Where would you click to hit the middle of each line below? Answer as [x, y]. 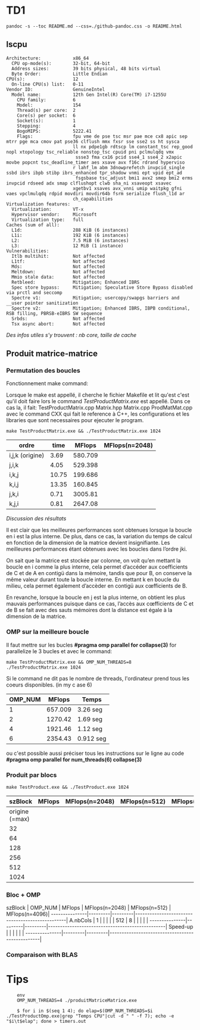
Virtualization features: [38, 204]
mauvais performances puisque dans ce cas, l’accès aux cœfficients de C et [100, 604]
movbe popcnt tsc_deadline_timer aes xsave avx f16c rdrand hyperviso [96, 162]
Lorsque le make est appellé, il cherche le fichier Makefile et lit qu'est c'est [98, 395]
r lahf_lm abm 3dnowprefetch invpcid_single [129, 167]
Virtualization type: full [48, 220]
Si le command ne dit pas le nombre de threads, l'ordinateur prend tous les [98, 678]
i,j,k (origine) [27, 455]
